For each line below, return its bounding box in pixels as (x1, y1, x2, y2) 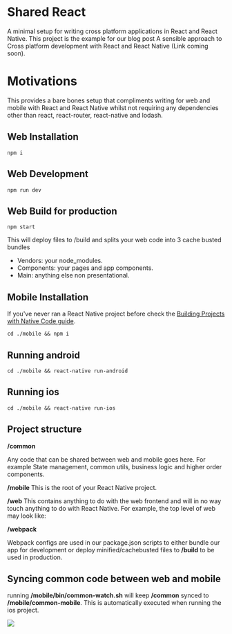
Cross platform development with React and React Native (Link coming (7, 42, 209, 50)
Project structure (7, 424, 82, 435)
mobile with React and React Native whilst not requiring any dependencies (7, 103, 219, 111)
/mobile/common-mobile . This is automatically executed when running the (7, 599, 222, 607)
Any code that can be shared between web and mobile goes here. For (7, 455, 206, 464)
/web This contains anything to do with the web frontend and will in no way (7, 496, 222, 505)
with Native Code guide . (7, 317, 76, 325)
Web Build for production (7, 205, 117, 217)
